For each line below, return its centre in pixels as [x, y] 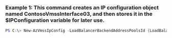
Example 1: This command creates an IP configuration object [82, 8]
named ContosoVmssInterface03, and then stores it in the [79, 14]
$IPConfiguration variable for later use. [55, 20]
